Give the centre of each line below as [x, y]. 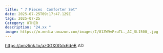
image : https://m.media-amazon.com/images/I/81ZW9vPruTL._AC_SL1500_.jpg [82, 32]
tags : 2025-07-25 [23, 18]
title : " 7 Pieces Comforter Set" [41, 9]
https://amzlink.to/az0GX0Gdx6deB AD [44, 46]
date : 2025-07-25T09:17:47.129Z [38, 14]
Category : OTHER [21, 23]
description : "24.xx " [28, 27]
